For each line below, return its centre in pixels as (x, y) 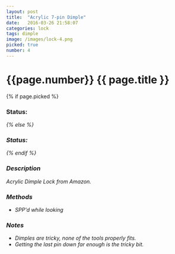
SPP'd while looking (39, 209)
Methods (19, 197)
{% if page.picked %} (33, 96)
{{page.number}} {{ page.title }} (88, 79)
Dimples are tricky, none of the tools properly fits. (75, 238)
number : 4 (18, 51)
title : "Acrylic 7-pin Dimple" (46, 17)
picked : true (22, 45)
